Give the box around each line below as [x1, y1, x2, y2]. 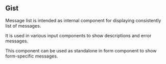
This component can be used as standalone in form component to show [5, 47, 157, 53]
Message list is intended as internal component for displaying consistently [5, 17, 161, 23]
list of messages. [5, 23, 41, 29]
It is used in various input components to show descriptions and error [5, 32, 152, 38]
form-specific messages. [5, 53, 58, 59]
